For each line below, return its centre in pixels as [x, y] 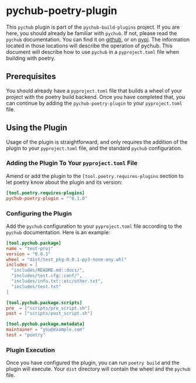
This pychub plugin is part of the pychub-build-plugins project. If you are [93, 27]
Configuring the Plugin [39, 213]
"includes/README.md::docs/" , [48, 271]
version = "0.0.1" [28, 254]
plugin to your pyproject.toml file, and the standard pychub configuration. [94, 148]
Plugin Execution [31, 350]
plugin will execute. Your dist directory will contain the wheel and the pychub [98, 369]
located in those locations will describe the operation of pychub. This [89, 46]
